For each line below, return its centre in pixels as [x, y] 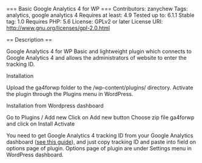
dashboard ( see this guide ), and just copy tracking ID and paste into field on [101, 142]
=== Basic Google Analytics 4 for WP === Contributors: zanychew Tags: [97, 9]
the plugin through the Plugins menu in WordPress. [70, 94]
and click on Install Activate [41, 124]
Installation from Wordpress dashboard [55, 106]
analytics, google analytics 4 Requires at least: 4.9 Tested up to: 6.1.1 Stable [100, 15]
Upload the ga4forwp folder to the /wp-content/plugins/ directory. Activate [100, 88]
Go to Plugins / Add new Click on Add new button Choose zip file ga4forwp [100, 117]
